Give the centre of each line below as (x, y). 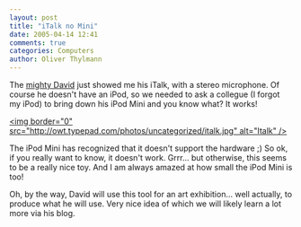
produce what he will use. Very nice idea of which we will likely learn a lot (145, 204)
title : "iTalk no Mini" (54, 26)
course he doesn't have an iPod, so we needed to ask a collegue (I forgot (145, 94)
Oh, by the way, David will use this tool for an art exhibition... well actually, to (151, 194)
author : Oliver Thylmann (56, 59)
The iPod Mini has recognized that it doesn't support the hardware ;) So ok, (149, 148)
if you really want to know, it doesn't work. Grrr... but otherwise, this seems (148, 157)
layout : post (34, 17)
